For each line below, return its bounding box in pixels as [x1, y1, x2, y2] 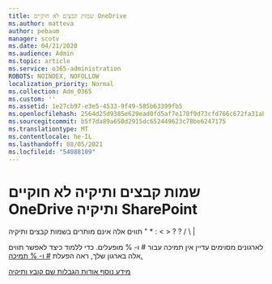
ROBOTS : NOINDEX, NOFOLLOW [8, 72, 100, 80]
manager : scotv [8, 34, 60, 43]
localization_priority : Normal [8, 80, 114, 88]
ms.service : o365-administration [8, 65, 121, 73]
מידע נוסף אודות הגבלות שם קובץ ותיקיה [8, 267, 131, 277]
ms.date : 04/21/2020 [8, 42, 79, 50]
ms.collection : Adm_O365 [8, 87, 92, 96]
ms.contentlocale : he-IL [8, 132, 92, 140]
